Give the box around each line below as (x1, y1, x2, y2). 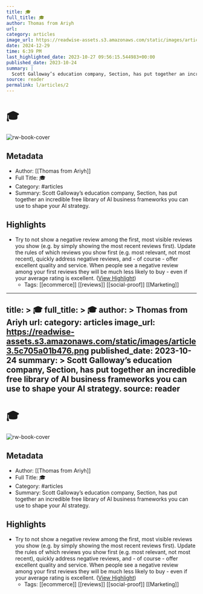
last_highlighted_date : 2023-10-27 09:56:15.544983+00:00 (6, 54, 155, 60)
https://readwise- (6, 327, 75, 337)
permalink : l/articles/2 (6, 82, 69, 88)
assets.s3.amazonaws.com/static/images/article (6, 336, 196, 346)
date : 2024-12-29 (6, 43, 50, 49)
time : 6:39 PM (6, 48, 42, 55)
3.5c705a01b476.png (6, 345, 89, 356)
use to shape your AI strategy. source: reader (6, 383, 180, 394)
